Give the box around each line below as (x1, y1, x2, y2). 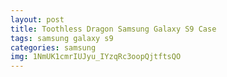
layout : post (10, 14, 65, 25)
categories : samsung (10, 42, 97, 53)
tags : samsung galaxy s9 (10, 33, 114, 43)
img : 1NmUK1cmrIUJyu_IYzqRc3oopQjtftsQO (10, 52, 182, 62)
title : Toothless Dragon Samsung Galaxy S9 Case (10, 24, 217, 34)
